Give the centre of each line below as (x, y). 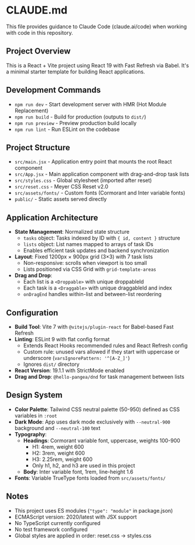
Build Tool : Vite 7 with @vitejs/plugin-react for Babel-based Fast (94, 327)
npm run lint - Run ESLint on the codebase (67, 129)
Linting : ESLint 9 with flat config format (62, 339)
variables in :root (36, 415)
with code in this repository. (40, 32)
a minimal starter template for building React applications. (76, 72)
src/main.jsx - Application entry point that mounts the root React (93, 162)
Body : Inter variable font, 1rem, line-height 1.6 (78, 472)
